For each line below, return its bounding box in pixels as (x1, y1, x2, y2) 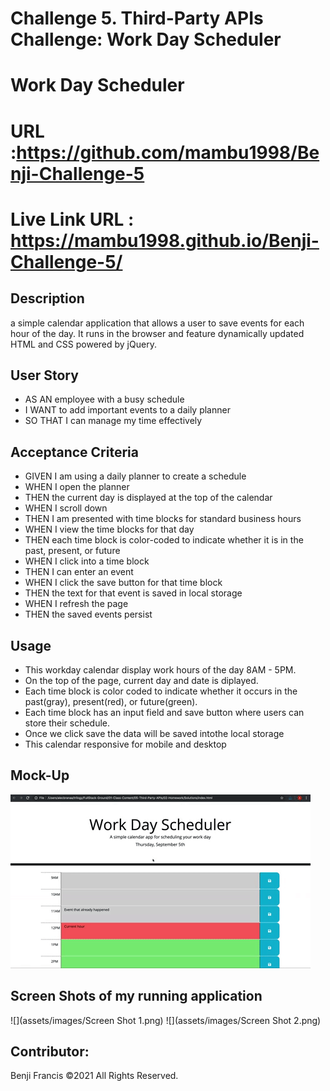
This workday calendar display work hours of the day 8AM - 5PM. (24, 664, 297, 676)
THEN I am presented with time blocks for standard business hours (24, 513, 302, 525)
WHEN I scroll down (24, 502, 108, 514)
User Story (10, 367, 79, 384)
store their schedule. (24, 717, 111, 729)
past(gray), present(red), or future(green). (24, 696, 198, 707)
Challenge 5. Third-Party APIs (10, 7, 264, 30)
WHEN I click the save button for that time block (24, 577, 223, 589)
